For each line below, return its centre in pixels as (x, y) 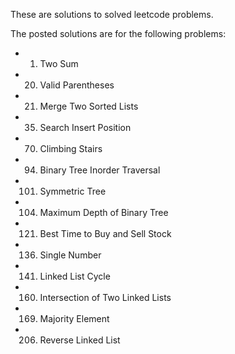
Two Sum (59, 63)
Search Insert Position (85, 127)
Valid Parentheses (77, 85)
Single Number (70, 255)
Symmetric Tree (73, 191)
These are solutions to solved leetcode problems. (112, 14)
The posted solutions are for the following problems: (118, 33)
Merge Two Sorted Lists (89, 106)
